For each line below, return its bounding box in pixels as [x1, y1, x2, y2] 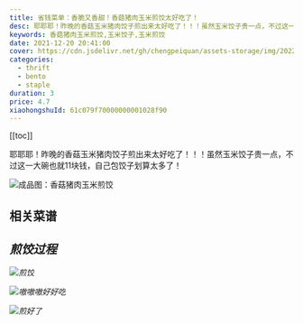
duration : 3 [9, 88, 54, 97]
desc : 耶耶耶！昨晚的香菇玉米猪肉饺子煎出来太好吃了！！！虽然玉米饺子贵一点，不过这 [9, 22, 289, 31]
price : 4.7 [9, 97, 50, 106]
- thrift [17, 64, 50, 73]
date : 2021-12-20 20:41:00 [9, 38, 111, 48]
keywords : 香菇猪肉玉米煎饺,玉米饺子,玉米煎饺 [9, 30, 166, 39]
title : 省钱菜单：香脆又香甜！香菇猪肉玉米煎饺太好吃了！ [9, 13, 199, 23]
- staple [17, 80, 50, 89]
